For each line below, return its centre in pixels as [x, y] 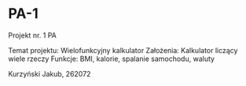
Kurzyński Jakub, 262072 [50, 73]
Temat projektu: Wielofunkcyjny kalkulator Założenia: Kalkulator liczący [123, 50]
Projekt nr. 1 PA [32, 35]
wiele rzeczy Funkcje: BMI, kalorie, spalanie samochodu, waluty [111, 59]
